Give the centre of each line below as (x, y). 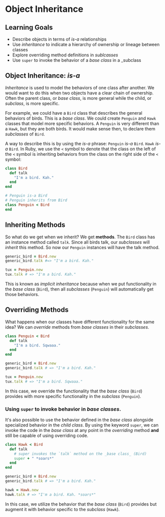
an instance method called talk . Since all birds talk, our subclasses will (77, 242)
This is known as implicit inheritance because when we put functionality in (81, 284)
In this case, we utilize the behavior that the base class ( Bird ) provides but (81, 504)
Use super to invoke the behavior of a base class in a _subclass (77, 60)
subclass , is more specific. (32, 103)
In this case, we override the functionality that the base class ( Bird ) (74, 391)
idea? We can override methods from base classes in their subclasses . (77, 327)
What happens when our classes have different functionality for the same (80, 322)
